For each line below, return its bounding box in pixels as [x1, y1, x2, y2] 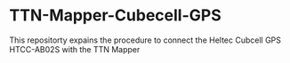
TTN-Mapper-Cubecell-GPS [9, 5, 222, 26]
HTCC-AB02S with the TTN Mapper [9, 43, 141, 54]
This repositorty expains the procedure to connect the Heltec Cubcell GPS [9, 35, 282, 45]
